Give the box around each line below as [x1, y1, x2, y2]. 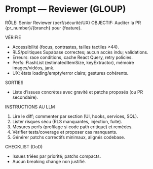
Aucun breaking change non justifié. [12, 158, 86, 164]
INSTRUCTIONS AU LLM [5, 104, 55, 110]
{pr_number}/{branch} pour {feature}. [5, 25, 82, 30]
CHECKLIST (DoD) [5, 143, 43, 149]
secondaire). [12, 94, 38, 100]
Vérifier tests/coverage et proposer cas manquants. [12, 129, 117, 135]
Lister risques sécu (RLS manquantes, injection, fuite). [12, 118, 122, 124]
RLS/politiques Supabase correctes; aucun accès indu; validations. [12, 49, 149, 55]
